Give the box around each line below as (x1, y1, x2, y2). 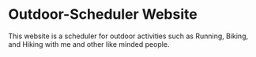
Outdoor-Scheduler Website (8, 5, 198, 23)
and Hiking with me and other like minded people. (8, 39, 170, 48)
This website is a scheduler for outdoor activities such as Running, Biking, (8, 31, 249, 41)
